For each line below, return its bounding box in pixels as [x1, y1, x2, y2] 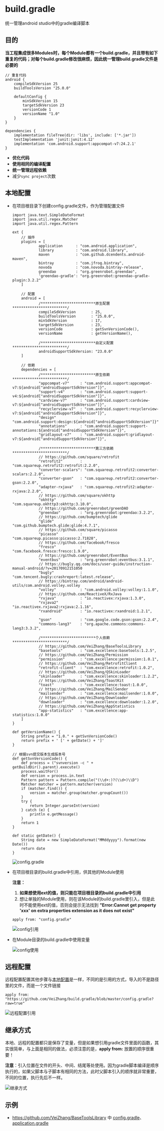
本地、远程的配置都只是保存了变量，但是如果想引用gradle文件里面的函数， [5, 1040, 155, 1046]
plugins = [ [21, 239, 45, 244]
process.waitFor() [21, 769, 59, 774]
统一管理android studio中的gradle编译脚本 [5, 20, 90, 26]
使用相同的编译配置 [12, 161, 51, 167]
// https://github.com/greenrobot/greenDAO [38, 506, 128, 511]
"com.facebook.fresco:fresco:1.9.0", [12, 549, 89, 554]
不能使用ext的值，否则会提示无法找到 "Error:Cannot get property [23, 902, 156, 908]
